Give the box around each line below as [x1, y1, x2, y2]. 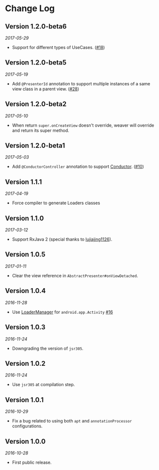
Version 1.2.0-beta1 [5, 142, 65, 150]
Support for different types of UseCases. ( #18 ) [12, 45, 105, 50]
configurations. [12, 423, 43, 429]
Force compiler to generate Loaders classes [12, 200, 100, 206]
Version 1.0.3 [5, 323, 46, 331]
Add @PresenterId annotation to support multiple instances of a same [12, 81, 150, 86]
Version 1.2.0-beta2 [5, 100, 67, 108]
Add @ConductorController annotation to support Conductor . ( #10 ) [12, 163, 144, 170]
